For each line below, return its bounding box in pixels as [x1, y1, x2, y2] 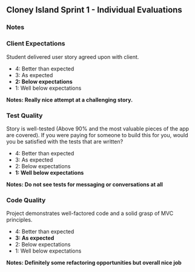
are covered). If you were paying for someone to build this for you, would [6, 131, 189, 138]
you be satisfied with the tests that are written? [6, 138, 124, 145]
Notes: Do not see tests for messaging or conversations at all [6, 180, 164, 188]
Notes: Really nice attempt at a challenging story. [6, 96, 133, 103]
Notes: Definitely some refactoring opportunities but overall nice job [6, 259, 182, 267]
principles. [6, 216, 33, 223]
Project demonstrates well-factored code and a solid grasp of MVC [6, 209, 174, 217]
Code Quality [6, 195, 46, 204]
